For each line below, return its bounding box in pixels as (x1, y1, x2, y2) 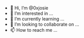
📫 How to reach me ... (10, 27, 58, 33)
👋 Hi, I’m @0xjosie (10, 5, 48, 11)
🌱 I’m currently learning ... (10, 16, 65, 22)
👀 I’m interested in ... (10, 10, 53, 16)
